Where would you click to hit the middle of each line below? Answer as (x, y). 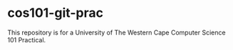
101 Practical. (27, 39)
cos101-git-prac (56, 13)
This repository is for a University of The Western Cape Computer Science (116, 32)
